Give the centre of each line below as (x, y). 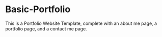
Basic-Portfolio (38, 9)
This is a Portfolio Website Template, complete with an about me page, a (81, 23)
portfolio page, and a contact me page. (46, 28)
